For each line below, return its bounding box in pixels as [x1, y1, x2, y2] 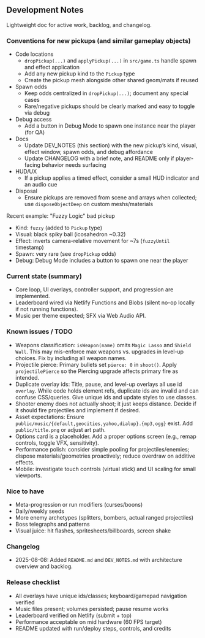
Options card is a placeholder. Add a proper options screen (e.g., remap [15, 432, 197, 440]
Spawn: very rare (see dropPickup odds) [15, 250, 116, 258]
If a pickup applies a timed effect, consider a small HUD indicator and [24, 174, 199, 182]
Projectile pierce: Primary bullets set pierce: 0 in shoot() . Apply [15, 361, 177, 368]
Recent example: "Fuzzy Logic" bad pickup [6, 212, 115, 220]
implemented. [15, 293, 50, 300]
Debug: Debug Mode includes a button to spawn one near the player [15, 257, 188, 264]
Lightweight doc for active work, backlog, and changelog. [6, 21, 152, 28]
